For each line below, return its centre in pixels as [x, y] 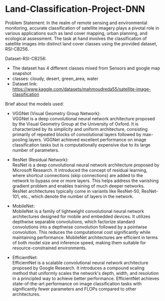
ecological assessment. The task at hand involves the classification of [76, 38]
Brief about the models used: [34, 104]
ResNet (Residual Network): [40, 159]
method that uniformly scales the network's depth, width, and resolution [85, 273]
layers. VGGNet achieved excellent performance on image [88, 140]
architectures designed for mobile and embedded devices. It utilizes [81, 216]
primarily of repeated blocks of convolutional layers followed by [77, 134]
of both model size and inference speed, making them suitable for [79, 242]
